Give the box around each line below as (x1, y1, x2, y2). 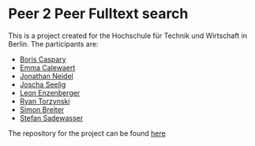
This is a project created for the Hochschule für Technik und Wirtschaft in (8, 31, 247, 40)
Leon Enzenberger (19, 88, 81, 97)
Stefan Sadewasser (19, 113, 84, 122)
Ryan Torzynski (19, 96, 70, 106)
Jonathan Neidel (19, 71, 73, 80)
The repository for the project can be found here (8, 128, 166, 138)
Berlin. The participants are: (8, 39, 99, 48)
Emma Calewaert (19, 62, 76, 72)
